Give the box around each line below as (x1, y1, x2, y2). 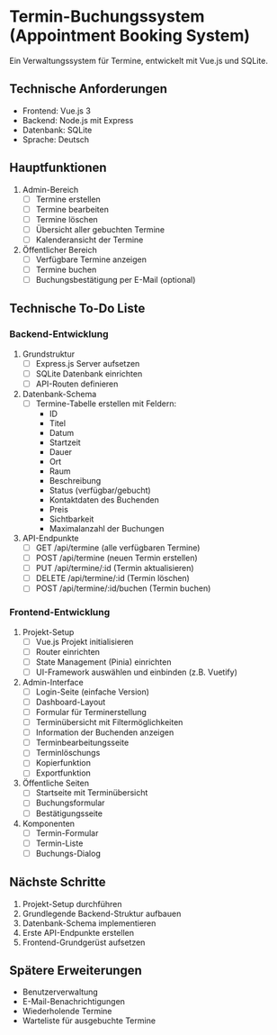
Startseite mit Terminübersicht (35, 787, 148, 798)
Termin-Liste (35, 838, 84, 849)
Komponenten (22, 818, 75, 829)
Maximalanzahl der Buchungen (49, 523, 165, 533)
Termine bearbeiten (35, 204, 110, 214)
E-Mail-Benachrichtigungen (22, 996, 126, 1007)
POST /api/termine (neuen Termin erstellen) (35, 552, 198, 564)
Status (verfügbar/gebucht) (49, 485, 151, 495)
